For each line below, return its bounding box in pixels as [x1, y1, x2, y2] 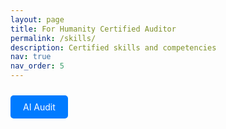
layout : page [10, 14, 65, 25]
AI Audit [23, 101, 56, 113]
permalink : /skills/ [10, 33, 97, 43]
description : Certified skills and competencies [10, 42, 217, 53]
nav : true [10, 52, 52, 62]
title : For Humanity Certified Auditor [10, 24, 177, 34]
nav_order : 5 [10, 61, 65, 71]
